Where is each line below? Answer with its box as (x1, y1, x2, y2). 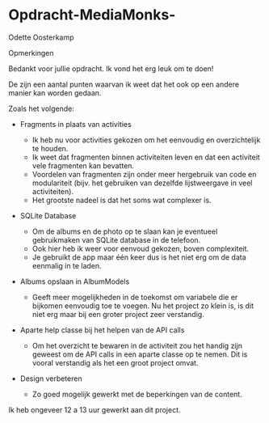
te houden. (32, 143, 69, 153)
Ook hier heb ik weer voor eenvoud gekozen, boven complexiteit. (32, 243, 249, 253)
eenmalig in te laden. (32, 260, 103, 270)
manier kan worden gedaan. (8, 87, 102, 98)
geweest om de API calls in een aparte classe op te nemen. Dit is (32, 349, 248, 359)
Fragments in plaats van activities (19, 119, 132, 129)
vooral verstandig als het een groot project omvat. (32, 357, 199, 367)
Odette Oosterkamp (8, 32, 74, 42)
